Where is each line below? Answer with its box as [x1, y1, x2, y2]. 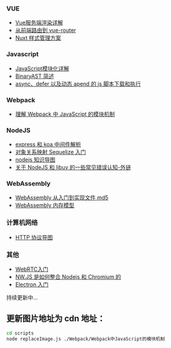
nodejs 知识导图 [15, 156, 56, 164]
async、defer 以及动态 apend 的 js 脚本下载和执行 [15, 80, 142, 87]
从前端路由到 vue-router [15, 26, 76, 34]
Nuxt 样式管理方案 [15, 34, 62, 42]
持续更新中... [6, 294, 38, 301]
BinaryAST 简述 [15, 72, 54, 80]
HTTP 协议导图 [15, 233, 53, 241]
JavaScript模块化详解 [15, 64, 70, 72]
